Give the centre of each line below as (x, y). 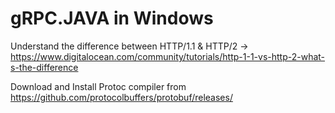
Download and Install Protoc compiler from (98, 86)
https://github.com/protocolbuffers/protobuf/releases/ (121, 97)
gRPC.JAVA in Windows (112, 18)
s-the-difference (44, 67)
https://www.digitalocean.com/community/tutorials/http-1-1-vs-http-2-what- (168, 56)
